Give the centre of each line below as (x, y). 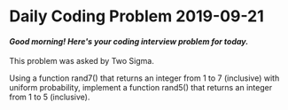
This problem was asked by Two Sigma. (82, 61)
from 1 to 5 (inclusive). (50, 97)
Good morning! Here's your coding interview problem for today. (129, 41)
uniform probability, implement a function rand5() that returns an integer (141, 88)
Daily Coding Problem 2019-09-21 (136, 16)
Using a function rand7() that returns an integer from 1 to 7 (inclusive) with (144, 78)
